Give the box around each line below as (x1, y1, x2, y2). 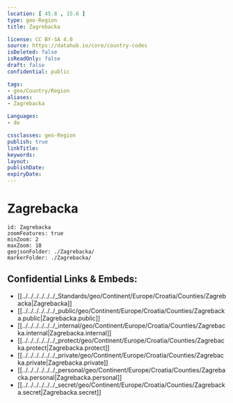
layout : (7, 158, 30, 165)
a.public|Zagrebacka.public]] (17, 314, 101, 322)
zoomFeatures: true (7, 229, 64, 237)
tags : (7, 81, 23, 88)
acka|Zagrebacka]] (17, 299, 72, 307)
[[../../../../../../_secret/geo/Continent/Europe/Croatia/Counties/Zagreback (17, 381, 225, 389)
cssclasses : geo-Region (7, 132, 77, 139)
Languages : (7, 113, 39, 120)
